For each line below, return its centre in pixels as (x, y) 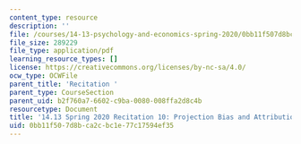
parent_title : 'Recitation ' (64, 84)
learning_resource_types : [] (64, 59)
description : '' (39, 26)
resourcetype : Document (54, 109)
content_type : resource (54, 17)
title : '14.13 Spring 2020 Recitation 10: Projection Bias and (130, 117)
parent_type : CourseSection (62, 92)
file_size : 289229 (43, 42)
